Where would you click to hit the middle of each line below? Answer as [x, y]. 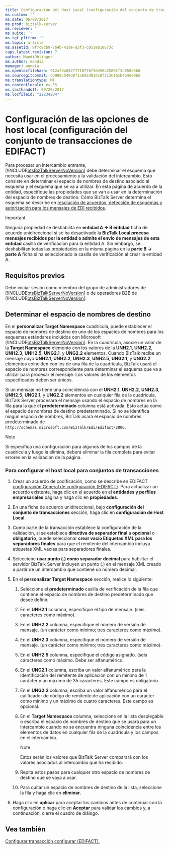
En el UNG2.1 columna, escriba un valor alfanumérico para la [83, 670]
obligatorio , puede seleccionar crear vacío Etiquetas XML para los [82, 538]
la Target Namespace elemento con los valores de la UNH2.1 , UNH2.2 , [79, 348]
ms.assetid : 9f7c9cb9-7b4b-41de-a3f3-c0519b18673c [59, 47]
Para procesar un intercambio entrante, [46, 165]
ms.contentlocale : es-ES [31, 85]
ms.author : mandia [24, 61]
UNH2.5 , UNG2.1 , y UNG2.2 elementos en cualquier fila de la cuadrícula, [81, 395]
